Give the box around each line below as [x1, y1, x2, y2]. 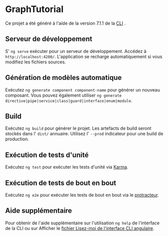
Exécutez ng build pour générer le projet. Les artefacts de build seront [5, 125, 151, 131]
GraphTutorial [5, 4, 64, 15]
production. [5, 136, 29, 142]
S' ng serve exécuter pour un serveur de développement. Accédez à [5, 48, 147, 54]
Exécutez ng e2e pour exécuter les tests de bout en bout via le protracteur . [5, 192, 159, 198]
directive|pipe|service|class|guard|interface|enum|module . [5, 97, 132, 104]
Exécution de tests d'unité [5, 150, 89, 159]
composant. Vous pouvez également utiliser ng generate [5, 92, 122, 98]
